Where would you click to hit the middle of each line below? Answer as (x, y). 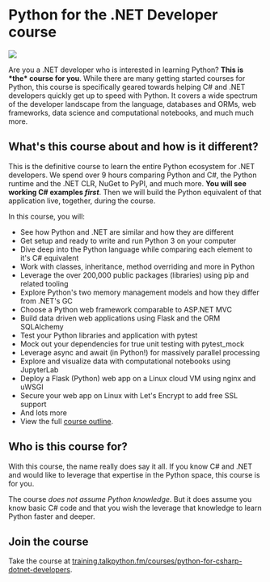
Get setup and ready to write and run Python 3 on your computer (128, 240)
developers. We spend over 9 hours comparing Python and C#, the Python (133, 175)
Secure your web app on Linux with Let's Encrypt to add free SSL (129, 395)
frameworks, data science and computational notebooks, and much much (131, 113)
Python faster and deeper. (52, 516)
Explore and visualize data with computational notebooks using (125, 361)
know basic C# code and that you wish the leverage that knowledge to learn (135, 508)
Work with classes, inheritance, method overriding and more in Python (137, 266)
